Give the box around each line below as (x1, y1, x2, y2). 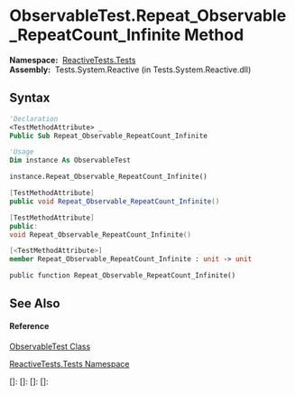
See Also (9, 296, 60, 311)
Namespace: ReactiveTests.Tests (9, 54, 136, 65)
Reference (9, 321, 50, 332)
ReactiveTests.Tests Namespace (9, 358, 130, 369)
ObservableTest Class (9, 341, 91, 352)
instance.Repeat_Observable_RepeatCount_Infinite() (9, 173, 207, 182)
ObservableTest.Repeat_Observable (9, 5, 287, 26)
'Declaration (9, 114, 59, 123)
